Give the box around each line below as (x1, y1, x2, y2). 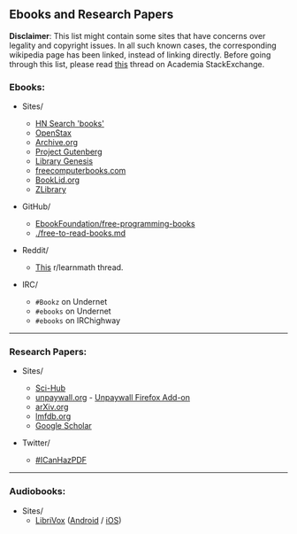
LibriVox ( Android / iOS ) (34, 515, 122, 525)
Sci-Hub (34, 383, 66, 393)
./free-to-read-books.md (34, 228, 126, 238)
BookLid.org (34, 174, 80, 185)
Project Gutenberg (34, 146, 103, 158)
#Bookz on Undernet (34, 297, 108, 307)
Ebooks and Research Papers (9, 7, 174, 22)
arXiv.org (34, 402, 69, 413)
